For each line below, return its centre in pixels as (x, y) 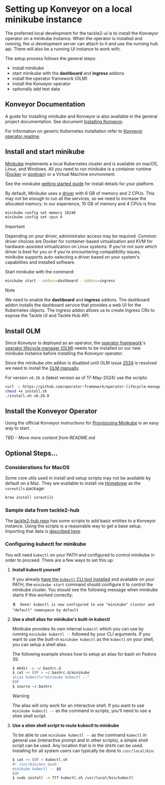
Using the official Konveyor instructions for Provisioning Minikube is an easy (82, 423)
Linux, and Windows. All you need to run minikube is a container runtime (78, 169)
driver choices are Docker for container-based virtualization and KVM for (79, 241)
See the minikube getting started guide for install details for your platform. (80, 184)
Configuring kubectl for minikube (46, 544)
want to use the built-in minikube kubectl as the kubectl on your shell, (83, 639)
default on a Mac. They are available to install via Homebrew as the (73, 483)
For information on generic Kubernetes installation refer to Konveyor (74, 131)
